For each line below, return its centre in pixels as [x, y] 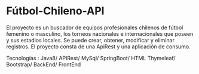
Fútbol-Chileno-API [55, 11]
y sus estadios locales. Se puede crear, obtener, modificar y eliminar [91, 40]
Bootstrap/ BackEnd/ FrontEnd [44, 64]
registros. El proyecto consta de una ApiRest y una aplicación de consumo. [99, 47]
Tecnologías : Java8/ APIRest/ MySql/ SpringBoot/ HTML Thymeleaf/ [91, 58]
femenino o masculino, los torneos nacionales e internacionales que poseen [100, 33]
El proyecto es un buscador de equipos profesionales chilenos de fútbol [95, 27]
